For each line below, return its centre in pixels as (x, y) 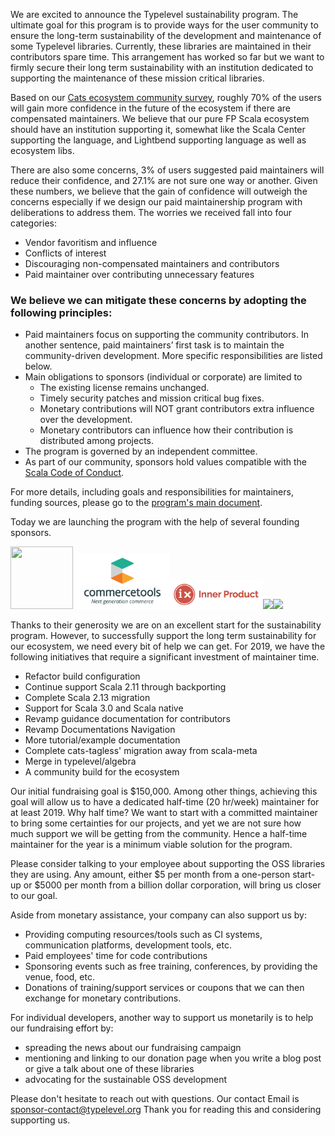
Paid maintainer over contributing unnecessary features (139, 274)
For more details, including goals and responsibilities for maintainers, (152, 492)
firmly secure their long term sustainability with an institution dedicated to (162, 67)
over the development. (86, 420)
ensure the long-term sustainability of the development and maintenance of (166, 35)
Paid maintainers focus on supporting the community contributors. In (166, 335)
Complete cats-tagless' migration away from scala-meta (141, 751)
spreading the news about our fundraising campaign (133, 1048)
